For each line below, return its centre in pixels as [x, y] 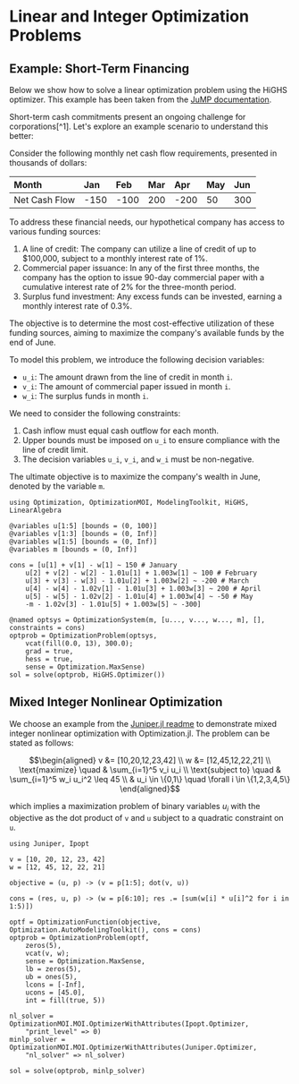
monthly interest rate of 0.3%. [77, 306]
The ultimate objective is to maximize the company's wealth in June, [135, 477]
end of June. [33, 342]
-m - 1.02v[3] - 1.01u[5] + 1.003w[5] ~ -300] [113, 604]
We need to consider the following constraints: [95, 413]
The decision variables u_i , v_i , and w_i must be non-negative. [138, 459]
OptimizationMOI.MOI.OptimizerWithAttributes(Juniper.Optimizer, [133, 1047]
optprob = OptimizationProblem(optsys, [83, 636]
